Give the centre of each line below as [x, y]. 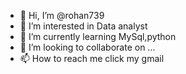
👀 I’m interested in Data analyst [83, 26]
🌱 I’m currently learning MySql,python [98, 36]
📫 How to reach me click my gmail [92, 58]
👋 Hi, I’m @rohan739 [62, 15]
